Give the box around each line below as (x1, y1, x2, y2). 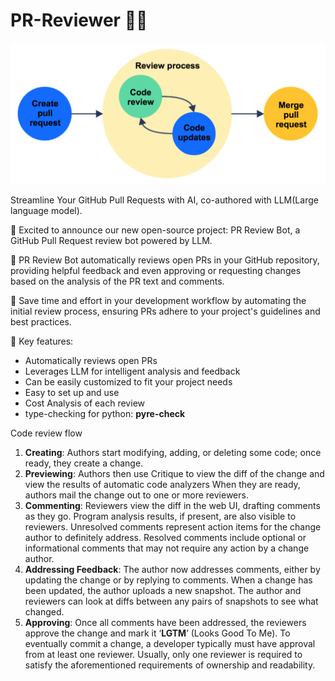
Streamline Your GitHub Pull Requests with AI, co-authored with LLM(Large (10, 194, 319, 206)
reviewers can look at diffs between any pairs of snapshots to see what (24, 595, 319, 608)
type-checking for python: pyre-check (24, 408, 186, 420)
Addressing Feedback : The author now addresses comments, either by (24, 564, 321, 576)
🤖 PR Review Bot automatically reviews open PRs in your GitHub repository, (10, 254, 320, 266)
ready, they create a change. (24, 457, 144, 469)
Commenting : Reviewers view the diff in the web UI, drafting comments (24, 500, 321, 512)
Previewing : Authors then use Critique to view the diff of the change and (24, 468, 325, 480)
